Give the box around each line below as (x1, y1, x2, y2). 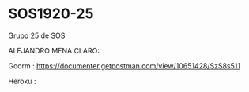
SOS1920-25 (8, 5, 94, 23)
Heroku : (8, 76, 36, 86)
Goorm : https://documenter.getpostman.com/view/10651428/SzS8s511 (8, 61, 241, 71)
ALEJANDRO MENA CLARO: (8, 46, 100, 55)
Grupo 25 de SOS (8, 31, 66, 40)
